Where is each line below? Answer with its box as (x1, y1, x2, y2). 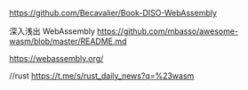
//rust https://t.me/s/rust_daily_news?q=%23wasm (9, 70, 195, 81)
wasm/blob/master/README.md (9, 36, 127, 46)
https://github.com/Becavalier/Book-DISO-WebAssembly (9, 8, 218, 18)
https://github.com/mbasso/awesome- (97, 26, 238, 37)
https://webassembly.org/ (9, 53, 104, 63)
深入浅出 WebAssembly (9, 26, 96, 37)
